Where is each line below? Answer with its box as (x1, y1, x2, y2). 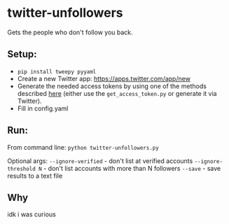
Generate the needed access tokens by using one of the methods (17, 82, 207, 90)
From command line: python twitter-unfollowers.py (7, 143, 159, 151)
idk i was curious (7, 210, 56, 218)
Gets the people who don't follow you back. (7, 28, 133, 36)
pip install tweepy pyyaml (17, 68, 97, 75)
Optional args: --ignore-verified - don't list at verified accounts (7, 156, 193, 165)
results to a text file (7, 171, 63, 180)
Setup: (7, 48, 37, 60)
